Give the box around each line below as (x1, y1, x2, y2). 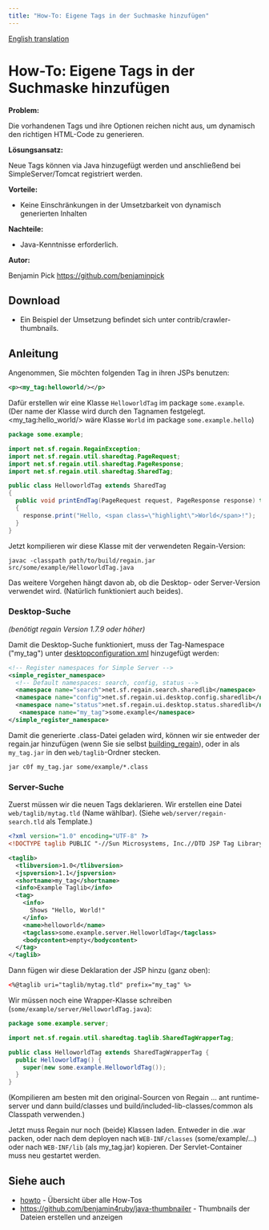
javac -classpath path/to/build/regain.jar (8, 556, 156, 565)
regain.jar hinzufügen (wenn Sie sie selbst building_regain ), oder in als (8, 739, 240, 748)
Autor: (8, 255, 30, 264)
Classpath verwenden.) (8, 1110, 86, 1119)
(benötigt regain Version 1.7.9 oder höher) (8, 624, 146, 634)
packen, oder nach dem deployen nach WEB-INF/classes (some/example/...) (8, 1134, 258, 1143)
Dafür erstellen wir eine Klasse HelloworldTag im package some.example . (8, 398, 246, 408)
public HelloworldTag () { (15, 1055, 102, 1064)
